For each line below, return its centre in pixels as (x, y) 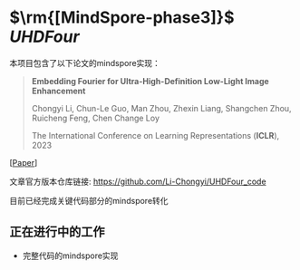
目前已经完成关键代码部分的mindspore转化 (89, 200)
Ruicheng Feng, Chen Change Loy (96, 118)
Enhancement (58, 91)
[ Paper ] (24, 162)
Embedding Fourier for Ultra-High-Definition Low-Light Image (150, 81)
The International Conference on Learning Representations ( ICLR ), (155, 135)
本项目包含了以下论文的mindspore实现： (85, 63)
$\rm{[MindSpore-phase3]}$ (122, 18)
